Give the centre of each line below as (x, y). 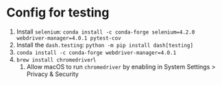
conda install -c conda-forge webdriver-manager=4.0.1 (96, 53)
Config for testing (58, 13)
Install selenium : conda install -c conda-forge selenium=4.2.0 (106, 32)
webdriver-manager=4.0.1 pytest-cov (69, 38)
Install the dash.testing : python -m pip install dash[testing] (104, 45)
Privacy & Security (53, 74)
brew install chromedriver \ (56, 59)
